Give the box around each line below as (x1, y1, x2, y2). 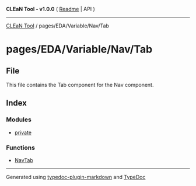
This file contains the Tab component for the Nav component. (6, 82, 154, 88)
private (14, 129, 32, 136)
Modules (6, 115, 32, 124)
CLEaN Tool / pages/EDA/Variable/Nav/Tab (6, 22, 110, 29)
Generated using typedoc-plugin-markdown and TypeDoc (6, 173, 146, 180)
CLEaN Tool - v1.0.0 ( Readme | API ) (6, 6, 95, 12)
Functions (6, 143, 35, 152)
